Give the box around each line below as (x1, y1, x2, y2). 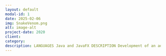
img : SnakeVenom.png (5, 20, 48, 26)
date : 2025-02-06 (5, 16, 41, 21)
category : (5, 39, 26, 44)
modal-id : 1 (5, 12, 30, 17)
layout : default (5, 7, 39, 12)
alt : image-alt (5, 25, 37, 30)
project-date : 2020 (5, 30, 45, 35)
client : (5, 35, 21, 39)
